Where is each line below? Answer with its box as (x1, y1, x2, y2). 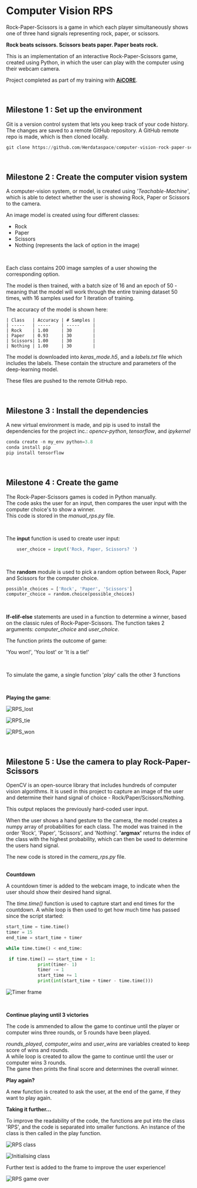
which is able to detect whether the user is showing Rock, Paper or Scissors (6, 194, 190, 201)
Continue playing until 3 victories (6, 1012, 89, 1018)
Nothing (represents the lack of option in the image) (14, 242, 140, 249)
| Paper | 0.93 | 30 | (6, 333, 96, 339)
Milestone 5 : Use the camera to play (6, 757, 142, 767)
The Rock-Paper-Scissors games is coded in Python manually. (6, 493, 157, 500)
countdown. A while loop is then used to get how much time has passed (6, 906, 180, 913)
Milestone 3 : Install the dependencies (6, 406, 148, 416)
